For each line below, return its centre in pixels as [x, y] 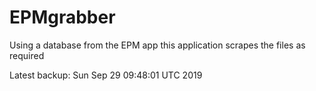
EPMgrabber [62, 17]
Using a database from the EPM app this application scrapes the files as [157, 45]
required [27, 55]
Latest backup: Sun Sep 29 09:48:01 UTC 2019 [106, 75]
